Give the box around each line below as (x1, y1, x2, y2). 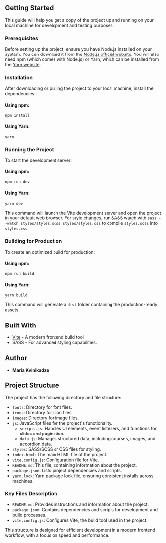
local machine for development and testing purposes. (5, 22, 114, 28)
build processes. (12, 512, 47, 518)
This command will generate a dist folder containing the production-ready (5, 302, 158, 308)
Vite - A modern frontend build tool (12, 334, 84, 340)
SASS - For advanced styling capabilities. (12, 339, 97, 346)
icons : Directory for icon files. (12, 409, 73, 415)
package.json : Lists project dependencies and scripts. (12, 467, 122, 473)
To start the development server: (5, 157, 72, 163)
